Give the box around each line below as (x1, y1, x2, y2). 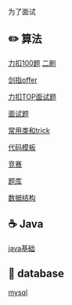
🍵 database (8, 267, 65, 280)
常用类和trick (8, 125, 51, 135)
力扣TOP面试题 (8, 92, 57, 101)
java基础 (8, 243, 35, 253)
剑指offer (8, 74, 38, 85)
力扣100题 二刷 (8, 58, 56, 67)
